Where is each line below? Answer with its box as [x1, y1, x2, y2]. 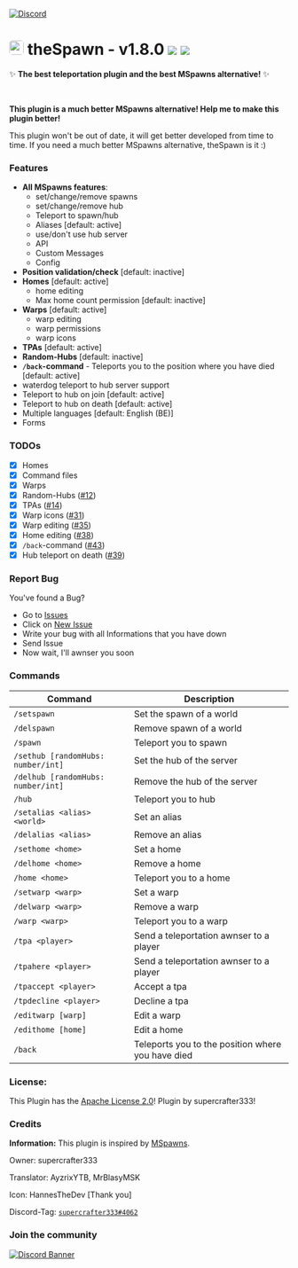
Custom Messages [35, 248, 105, 259]
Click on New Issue [21, 619, 93, 630]
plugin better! [9, 113, 60, 123]
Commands [9, 669, 60, 682]
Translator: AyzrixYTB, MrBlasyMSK [9, 1172, 140, 1183]
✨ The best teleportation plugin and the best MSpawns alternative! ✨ [9, 68, 271, 79]
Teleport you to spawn [133, 736, 228, 748]
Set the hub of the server [133, 754, 238, 766]
